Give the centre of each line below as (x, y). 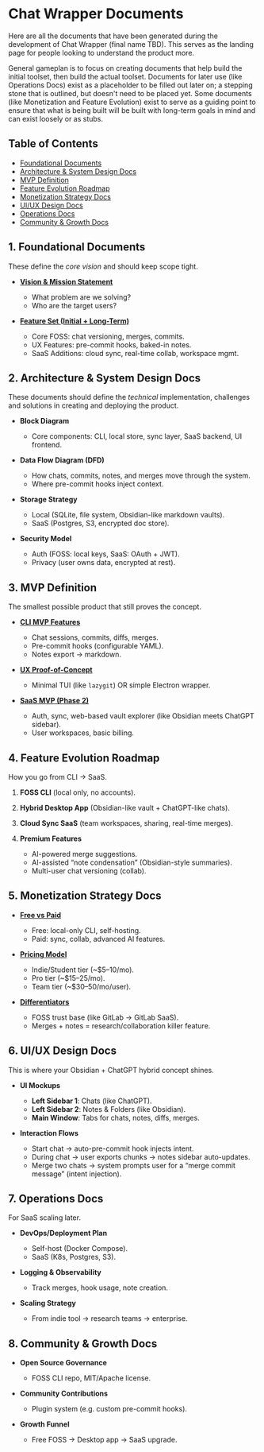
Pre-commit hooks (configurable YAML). (98, 646)
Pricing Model (43, 954)
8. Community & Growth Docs (83, 1344)
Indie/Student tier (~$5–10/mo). (83, 970)
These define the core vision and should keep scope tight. (103, 266)
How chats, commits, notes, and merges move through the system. (141, 476)
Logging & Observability (60, 1272)
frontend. (46, 445)
